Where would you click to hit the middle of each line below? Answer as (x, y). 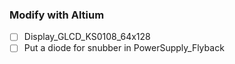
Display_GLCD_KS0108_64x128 (87, 37)
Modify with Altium (57, 15)
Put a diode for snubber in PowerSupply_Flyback (124, 48)
